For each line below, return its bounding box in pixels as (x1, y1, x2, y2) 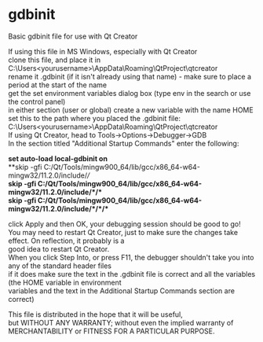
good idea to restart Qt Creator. (8, 244, 110, 253)
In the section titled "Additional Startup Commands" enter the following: (8, 138, 239, 148)
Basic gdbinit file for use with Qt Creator (8, 31, 138, 41)
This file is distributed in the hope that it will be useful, (8, 309, 183, 319)
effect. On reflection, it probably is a (8, 236, 125, 245)
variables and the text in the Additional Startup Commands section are (8, 285, 236, 296)
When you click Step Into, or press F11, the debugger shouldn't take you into (8, 252, 254, 262)
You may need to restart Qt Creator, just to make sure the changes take (8, 227, 238, 237)
